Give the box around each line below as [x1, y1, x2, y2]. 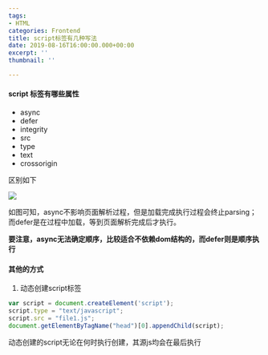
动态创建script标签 [19, 284, 82, 293]
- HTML [8, 19, 30, 27]
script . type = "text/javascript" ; [8, 307, 124, 315]
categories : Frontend [8, 26, 81, 34]
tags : [8, 11, 26, 20]
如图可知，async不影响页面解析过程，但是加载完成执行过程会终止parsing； [8, 208, 257, 217]
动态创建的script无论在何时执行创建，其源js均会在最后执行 [8, 337, 202, 347]
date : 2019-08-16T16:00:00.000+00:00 [8, 42, 135, 50]
